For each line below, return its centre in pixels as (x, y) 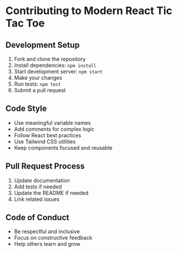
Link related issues (37, 199)
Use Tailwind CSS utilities (45, 141)
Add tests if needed (38, 187)
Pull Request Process (45, 166)
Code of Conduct (38, 217)
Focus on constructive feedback (53, 238)
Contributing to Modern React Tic (89, 11)
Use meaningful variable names (52, 123)
